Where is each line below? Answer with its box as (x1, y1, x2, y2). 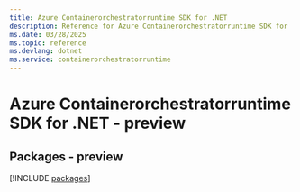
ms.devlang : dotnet (9, 47, 83, 56)
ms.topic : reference (9, 38, 87, 48)
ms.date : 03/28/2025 (9, 30, 87, 39)
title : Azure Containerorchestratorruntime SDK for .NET (9, 13, 228, 23)
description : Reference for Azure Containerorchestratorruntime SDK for (9, 22, 288, 31)
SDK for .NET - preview (9, 114, 186, 133)
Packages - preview (9, 149, 123, 164)
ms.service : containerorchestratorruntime (9, 55, 171, 64)
